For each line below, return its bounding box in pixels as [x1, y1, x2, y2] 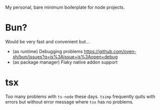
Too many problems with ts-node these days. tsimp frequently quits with [5, 93, 155, 99]
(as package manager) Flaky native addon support [12, 59, 118, 65]
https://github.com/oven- [84, 48, 136, 54]
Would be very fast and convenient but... [5, 38, 90, 44]
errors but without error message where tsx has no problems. [5, 98, 134, 105]
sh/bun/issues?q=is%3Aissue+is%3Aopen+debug [12, 53, 118, 60]
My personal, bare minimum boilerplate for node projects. [5, 5, 125, 10]
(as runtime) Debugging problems [12, 48, 83, 54]
